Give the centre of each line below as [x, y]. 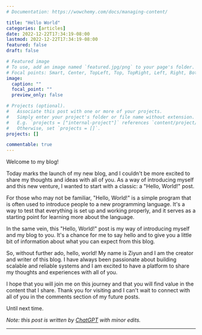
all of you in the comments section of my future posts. [73, 297]
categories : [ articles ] [36, 28]
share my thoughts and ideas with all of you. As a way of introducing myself [100, 180]
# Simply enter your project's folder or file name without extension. [101, 117]
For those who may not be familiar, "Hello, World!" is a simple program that [99, 198]
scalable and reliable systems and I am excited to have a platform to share [98, 266]
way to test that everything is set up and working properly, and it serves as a [101, 211]
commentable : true [29, 145]
